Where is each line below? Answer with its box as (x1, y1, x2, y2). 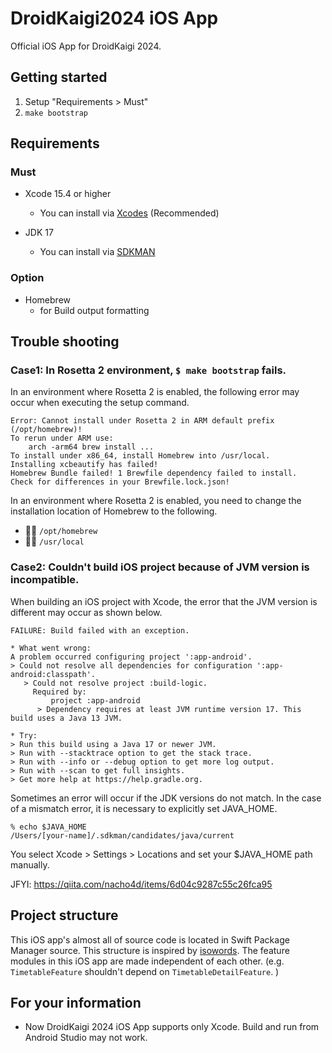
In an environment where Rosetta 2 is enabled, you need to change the (10, 495, 302, 507)
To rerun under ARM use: (10, 433, 114, 444)
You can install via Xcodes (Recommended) (39, 207, 220, 219)
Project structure (10, 907, 119, 924)
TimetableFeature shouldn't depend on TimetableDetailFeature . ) (10, 965, 280, 977)
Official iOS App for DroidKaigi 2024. (10, 40, 162, 52)
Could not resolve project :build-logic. (32, 678, 208, 688)
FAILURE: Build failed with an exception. (10, 625, 190, 636)
